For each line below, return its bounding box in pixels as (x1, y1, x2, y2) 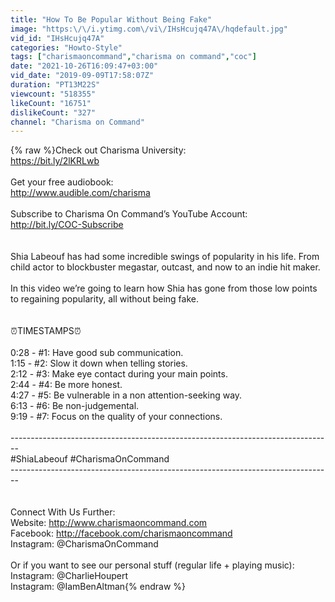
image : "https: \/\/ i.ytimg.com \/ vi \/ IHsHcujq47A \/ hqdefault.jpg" (10, 24, 288, 34)
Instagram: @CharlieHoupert (10, 570, 129, 582)
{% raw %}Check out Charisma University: (10, 144, 187, 156)
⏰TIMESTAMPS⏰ (10, 325, 82, 337)
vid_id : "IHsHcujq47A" (10, 33, 105, 43)
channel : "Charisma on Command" (10, 117, 145, 127)
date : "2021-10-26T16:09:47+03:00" (10, 61, 159, 71)
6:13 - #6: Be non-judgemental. (10, 400, 140, 412)
